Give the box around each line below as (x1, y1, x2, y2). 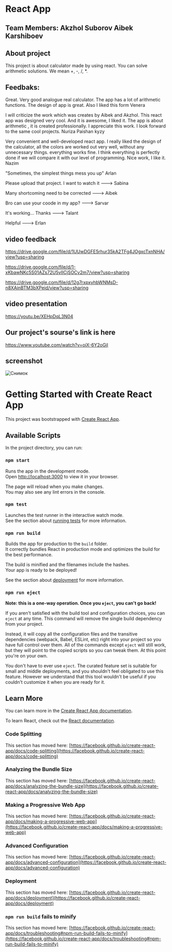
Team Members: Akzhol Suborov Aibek (5, 24, 133, 32)
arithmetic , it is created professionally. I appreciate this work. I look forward (5, 123, 166, 129)
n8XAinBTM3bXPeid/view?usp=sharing (5, 285, 89, 291)
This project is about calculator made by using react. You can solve (5, 63, 148, 69)
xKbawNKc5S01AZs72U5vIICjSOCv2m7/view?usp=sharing (5, 269, 130, 275)
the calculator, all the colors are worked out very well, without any (5, 144, 145, 150)
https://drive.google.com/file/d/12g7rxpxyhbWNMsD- (5, 279, 118, 286)
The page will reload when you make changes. (5, 483, 104, 490)
